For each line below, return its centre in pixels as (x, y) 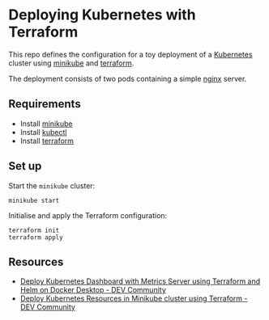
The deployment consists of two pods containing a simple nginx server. (128, 78)
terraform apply (36, 237)
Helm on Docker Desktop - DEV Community (93, 290)
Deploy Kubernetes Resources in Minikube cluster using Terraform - (134, 299)
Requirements (45, 104)
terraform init (34, 230)
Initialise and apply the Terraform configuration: (88, 215)
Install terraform (47, 141)
